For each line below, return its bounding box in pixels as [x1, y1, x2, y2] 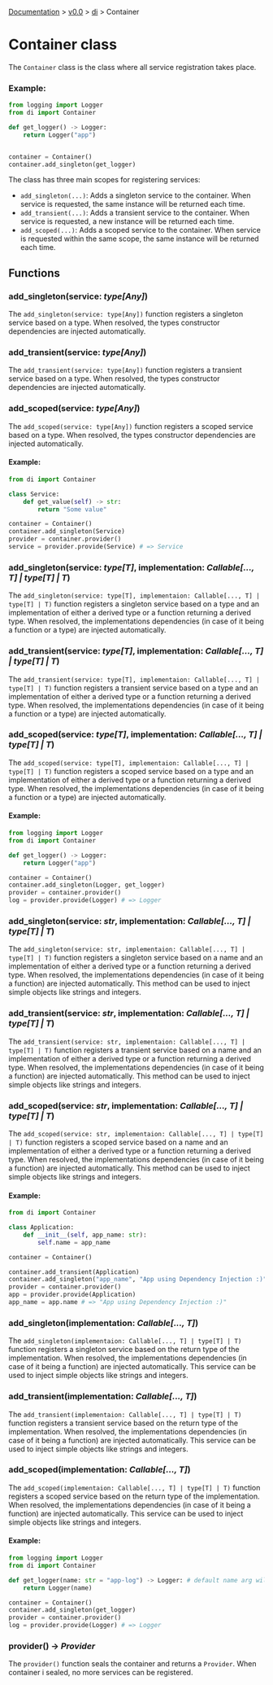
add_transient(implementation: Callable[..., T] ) [8, 1391, 197, 1403]
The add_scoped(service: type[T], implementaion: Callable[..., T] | [8, 757, 249, 768]
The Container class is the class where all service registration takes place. [8, 62, 257, 72]
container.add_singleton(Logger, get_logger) [8, 881, 165, 890]
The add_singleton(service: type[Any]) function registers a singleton [8, 309, 244, 319]
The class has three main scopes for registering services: [8, 175, 201, 185]
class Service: [8, 490, 60, 498]
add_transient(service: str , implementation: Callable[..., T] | [8, 1008, 250, 1019]
